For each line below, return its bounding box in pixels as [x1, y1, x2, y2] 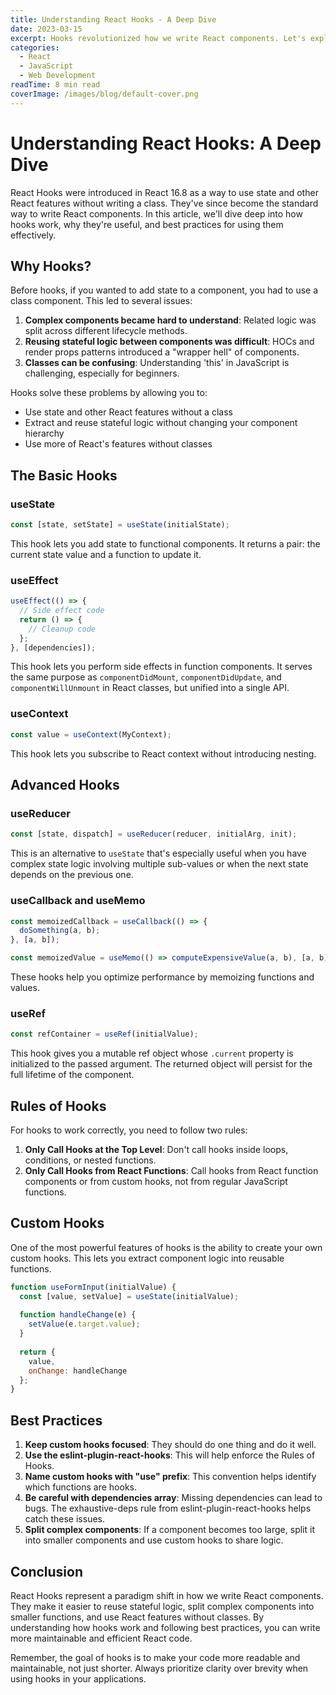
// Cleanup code [28, 624, 97, 634]
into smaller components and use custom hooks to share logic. [24, 1534, 284, 1546]
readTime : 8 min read [10, 80, 101, 90]
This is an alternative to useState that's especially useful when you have [10, 847, 307, 860]
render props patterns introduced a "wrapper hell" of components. [24, 346, 300, 358]
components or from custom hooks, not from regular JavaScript [24, 1176, 288, 1187]
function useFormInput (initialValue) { [10, 1282, 177, 1292]
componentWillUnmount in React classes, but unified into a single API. [10, 682, 290, 694]
